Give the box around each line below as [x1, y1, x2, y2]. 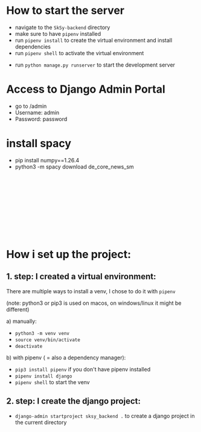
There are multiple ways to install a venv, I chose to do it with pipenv [6, 287, 176, 294]
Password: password [14, 115, 68, 122]
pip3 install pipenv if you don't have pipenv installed [14, 365, 151, 373]
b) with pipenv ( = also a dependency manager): [6, 354, 126, 361]
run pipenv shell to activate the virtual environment [14, 49, 144, 56]
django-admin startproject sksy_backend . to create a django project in [14, 412, 195, 419]
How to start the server [6, 4, 125, 18]
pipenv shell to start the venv [14, 378, 90, 385]
